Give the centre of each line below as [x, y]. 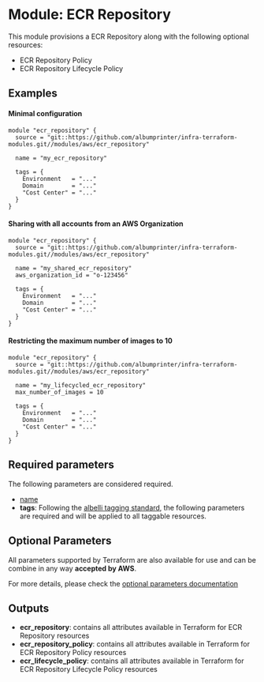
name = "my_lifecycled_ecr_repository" [81, 385]
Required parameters [61, 465]
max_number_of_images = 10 [59, 392]
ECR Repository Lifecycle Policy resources [88, 669]
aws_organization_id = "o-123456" [72, 275]
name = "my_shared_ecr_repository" [74, 268]
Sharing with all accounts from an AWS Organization [96, 224]
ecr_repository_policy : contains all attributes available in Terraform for [135, 644]
